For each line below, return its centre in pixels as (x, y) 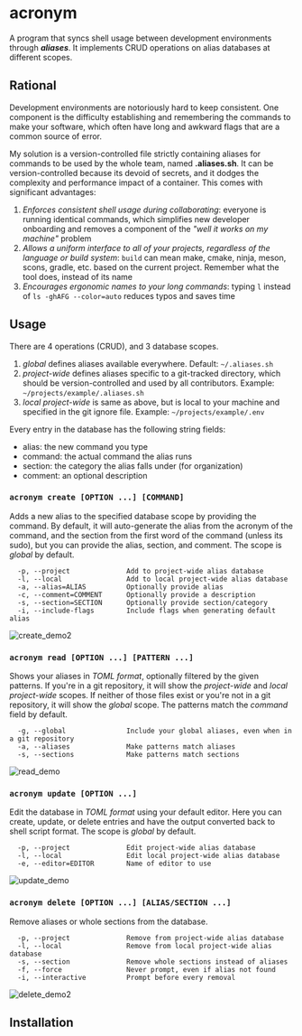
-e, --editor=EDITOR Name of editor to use (114, 864)
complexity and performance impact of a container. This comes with (136, 182)
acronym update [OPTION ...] (73, 794)
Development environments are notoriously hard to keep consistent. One (144, 107)
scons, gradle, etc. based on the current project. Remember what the (151, 267)
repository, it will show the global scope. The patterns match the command (149, 705)
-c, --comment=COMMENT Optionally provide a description (137, 594)
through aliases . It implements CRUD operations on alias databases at (140, 47)
